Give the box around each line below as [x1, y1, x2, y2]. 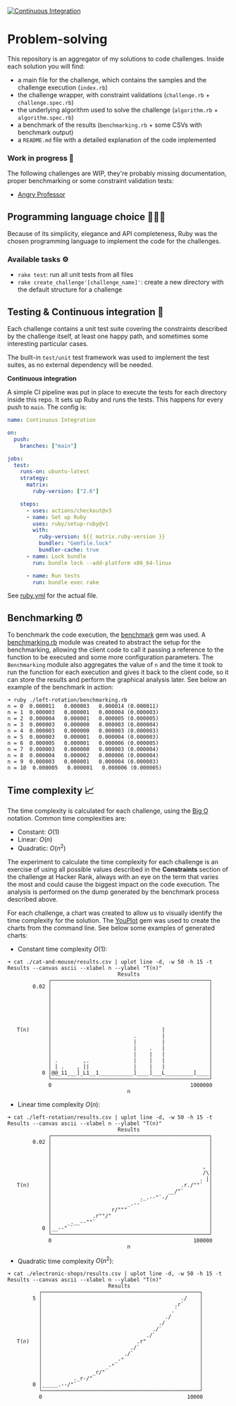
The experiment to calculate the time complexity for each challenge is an [7, 857, 218, 866]
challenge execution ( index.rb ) [17, 83, 108, 92]
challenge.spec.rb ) [17, 98, 74, 106]
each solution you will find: [7, 62, 85, 70]
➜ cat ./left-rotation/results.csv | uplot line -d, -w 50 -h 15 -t [7, 1114, 213, 1121]
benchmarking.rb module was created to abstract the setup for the [7, 638, 201, 647]
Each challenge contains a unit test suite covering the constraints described [7, 325, 228, 333]
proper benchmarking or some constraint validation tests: [7, 177, 174, 185]
